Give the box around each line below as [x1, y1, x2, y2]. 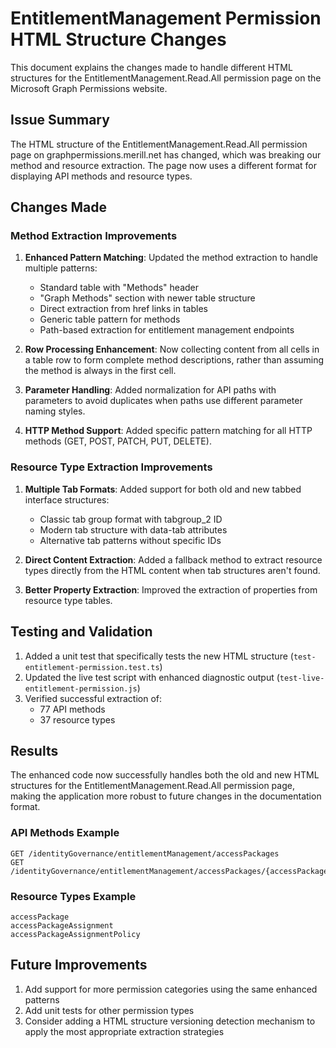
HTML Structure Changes [10, 28, 227, 51]
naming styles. [24, 405, 86, 417]
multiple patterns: [24, 262, 98, 274]
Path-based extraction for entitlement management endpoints [39, 324, 295, 336]
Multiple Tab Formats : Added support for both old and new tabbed [24, 483, 302, 495]
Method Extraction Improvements [10, 229, 178, 243]
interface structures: [24, 493, 110, 506]
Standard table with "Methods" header [39, 282, 200, 294]
